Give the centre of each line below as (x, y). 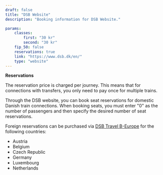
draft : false (19, 10)
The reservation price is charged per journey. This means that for (73, 85)
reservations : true (35, 52)
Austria (20, 141)
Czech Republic (29, 152)
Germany (22, 157)
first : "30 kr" (39, 38)
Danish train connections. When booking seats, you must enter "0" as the (82, 106)
